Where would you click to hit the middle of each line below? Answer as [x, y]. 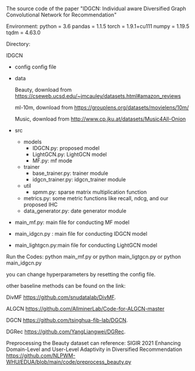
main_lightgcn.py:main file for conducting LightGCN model [86, 245]
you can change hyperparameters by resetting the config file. [81, 274]
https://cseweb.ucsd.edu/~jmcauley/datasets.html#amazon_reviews [98, 96]
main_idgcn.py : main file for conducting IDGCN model [81, 234]
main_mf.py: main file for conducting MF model [72, 222]
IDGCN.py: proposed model [66, 148]
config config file [35, 67]
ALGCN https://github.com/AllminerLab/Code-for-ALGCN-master [85, 309]
